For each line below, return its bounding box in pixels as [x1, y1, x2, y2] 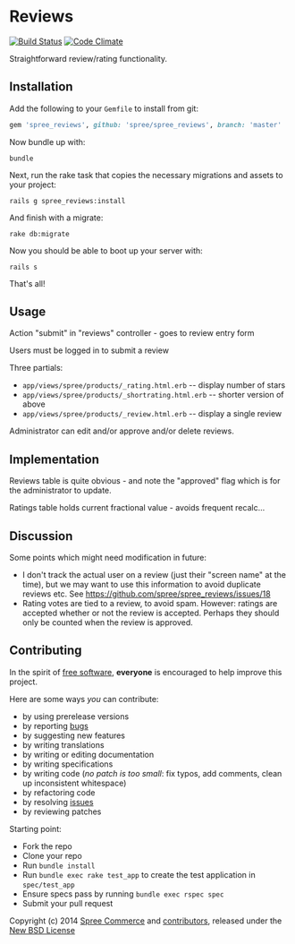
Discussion [9, 528, 73, 544]
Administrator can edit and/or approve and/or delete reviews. [9, 425, 234, 436]
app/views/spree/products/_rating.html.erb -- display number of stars [21, 380, 286, 390]
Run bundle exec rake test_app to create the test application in [21, 869, 257, 880]
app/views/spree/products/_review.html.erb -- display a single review [21, 408, 282, 419]
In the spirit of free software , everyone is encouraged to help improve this [9, 666, 282, 677]
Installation [9, 79, 73, 95]
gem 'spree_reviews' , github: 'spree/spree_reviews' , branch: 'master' [9, 120, 282, 129]
